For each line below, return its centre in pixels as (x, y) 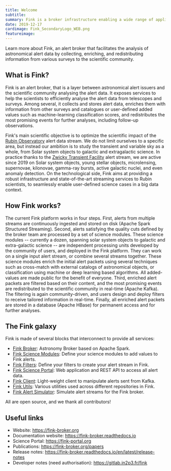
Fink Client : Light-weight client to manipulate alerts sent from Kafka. (84, 381)
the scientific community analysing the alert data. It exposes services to (81, 93)
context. (14, 190)
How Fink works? (33, 206)
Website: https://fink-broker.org (46, 430)
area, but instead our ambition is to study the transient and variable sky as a (85, 146)
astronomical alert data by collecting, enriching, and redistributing (74, 54)
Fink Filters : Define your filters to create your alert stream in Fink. (81, 365)
